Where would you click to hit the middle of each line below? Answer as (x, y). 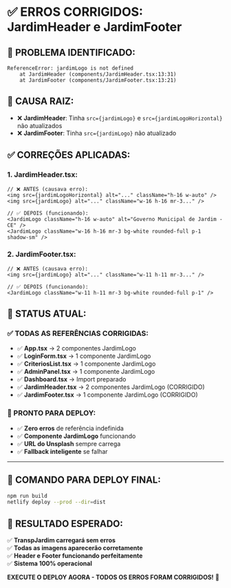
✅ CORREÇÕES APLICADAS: (69, 155)
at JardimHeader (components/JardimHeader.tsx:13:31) (98, 74)
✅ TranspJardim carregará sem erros (61, 540)
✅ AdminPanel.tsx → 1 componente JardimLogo (86, 372)
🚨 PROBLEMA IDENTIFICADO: (71, 52)
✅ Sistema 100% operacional (50, 564)
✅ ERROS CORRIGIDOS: (75, 12)
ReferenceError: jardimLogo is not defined (70, 68)
